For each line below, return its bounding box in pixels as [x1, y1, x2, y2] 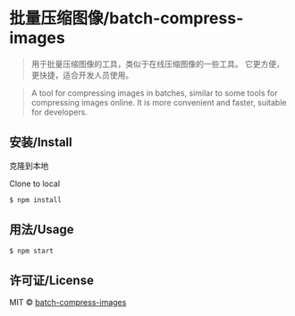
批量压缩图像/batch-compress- [9, 8, 244, 29]
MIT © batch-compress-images [9, 297, 127, 308]
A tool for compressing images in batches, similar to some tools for [30, 87, 278, 98]
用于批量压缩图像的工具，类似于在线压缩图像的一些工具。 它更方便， [30, 58, 284, 69]
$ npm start [9, 246, 54, 255]
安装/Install [9, 135, 73, 150]
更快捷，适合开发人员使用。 [30, 69, 134, 81]
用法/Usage [9, 222, 74, 237]
